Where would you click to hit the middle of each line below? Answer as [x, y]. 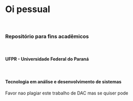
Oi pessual [28, 9]
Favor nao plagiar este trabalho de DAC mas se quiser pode [67, 93]
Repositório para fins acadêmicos [47, 36]
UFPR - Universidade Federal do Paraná [47, 59]
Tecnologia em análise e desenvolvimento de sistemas [63, 82]
